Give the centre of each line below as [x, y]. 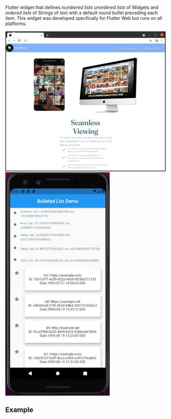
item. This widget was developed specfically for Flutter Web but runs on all [84, 18]
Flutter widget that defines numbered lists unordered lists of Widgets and [82, 7]
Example [19, 410]
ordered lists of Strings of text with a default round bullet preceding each [82, 13]
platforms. [16, 23]
